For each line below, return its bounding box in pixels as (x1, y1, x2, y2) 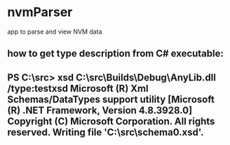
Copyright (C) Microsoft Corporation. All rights (7, 115, 215, 127)
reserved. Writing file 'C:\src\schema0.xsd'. (7, 126, 204, 138)
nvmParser (7, 4, 73, 20)
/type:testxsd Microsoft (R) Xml (7, 82, 149, 95)
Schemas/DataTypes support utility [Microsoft (7, 93, 215, 105)
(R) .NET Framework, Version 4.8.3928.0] (7, 104, 193, 116)
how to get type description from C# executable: (7, 48, 224, 60)
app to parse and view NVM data (7, 27, 102, 36)
